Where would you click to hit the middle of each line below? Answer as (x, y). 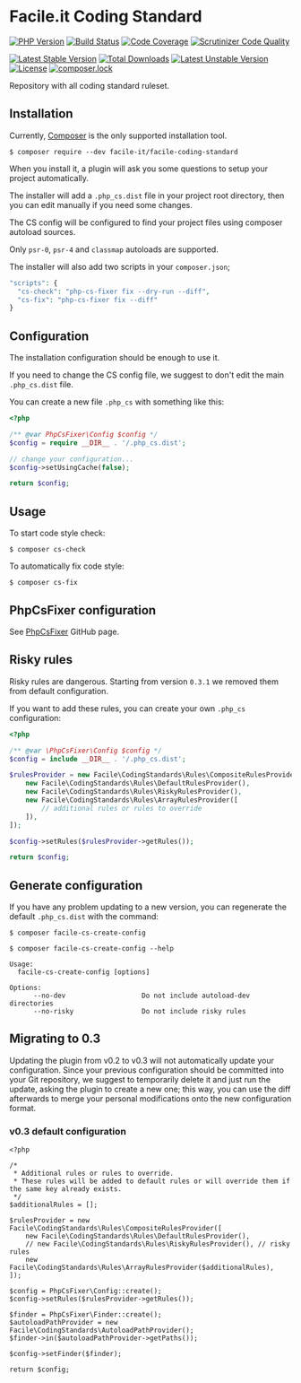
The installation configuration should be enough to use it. (115, 358)
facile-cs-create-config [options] (84, 972)
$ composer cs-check (48, 550)
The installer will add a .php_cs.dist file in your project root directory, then (147, 196)
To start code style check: (57, 533)
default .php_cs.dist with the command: (84, 917)
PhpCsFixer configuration (83, 610)
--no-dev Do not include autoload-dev (142, 996)
